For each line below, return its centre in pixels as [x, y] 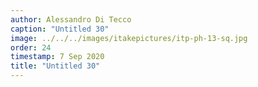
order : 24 [31, 47]
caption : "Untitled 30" [60, 29]
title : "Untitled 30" [55, 66]
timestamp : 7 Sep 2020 [57, 57]
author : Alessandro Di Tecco [71, 19]
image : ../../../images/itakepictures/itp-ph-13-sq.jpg [129, 38]
